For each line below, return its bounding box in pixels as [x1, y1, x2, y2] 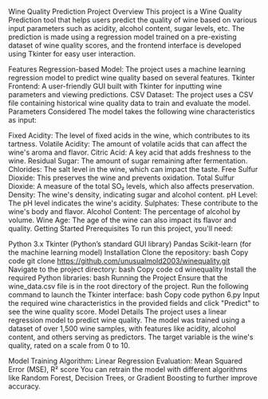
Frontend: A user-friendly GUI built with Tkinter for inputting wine [8, 81, 223, 91]
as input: [8, 115, 37, 124]
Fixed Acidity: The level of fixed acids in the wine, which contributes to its [8, 131, 250, 140]
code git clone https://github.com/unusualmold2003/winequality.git [8, 256, 231, 265]
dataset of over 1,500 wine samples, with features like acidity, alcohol [8, 324, 237, 333]
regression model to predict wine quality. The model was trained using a [8, 315, 246, 325]
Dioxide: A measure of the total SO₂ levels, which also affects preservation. [8, 182, 254, 190]
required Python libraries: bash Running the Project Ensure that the [8, 273, 228, 282]
